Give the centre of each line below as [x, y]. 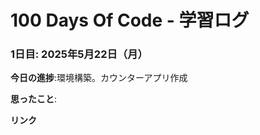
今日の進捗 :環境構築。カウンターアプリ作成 [99, 78]
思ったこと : [34, 99]
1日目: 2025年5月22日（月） [79, 54]
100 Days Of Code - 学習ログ [130, 20]
